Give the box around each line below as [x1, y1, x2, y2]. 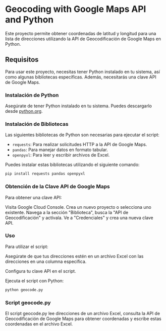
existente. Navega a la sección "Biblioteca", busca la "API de [5, 209, 129, 215]
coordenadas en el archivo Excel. [5, 321, 73, 327]
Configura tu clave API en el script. [5, 268, 76, 274]
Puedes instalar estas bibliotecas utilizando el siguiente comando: [5, 162, 140, 167]
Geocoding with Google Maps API [5, 3, 146, 15]
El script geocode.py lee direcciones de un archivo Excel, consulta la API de [5, 310, 160, 316]
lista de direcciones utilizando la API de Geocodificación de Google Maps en [5, 36, 161, 42]
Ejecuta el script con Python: [5, 277, 64, 284]
